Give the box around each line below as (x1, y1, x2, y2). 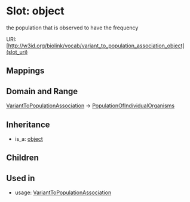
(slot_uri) (6, 48, 28, 55)
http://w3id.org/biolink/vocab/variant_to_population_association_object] (8, 42, 185, 49)
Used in (6, 173, 35, 183)
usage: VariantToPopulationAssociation (14, 189, 112, 196)
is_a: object (14, 135, 43, 142)
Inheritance (6, 119, 50, 129)
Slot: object (6, 4, 65, 18)
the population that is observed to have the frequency (6, 24, 139, 31)
